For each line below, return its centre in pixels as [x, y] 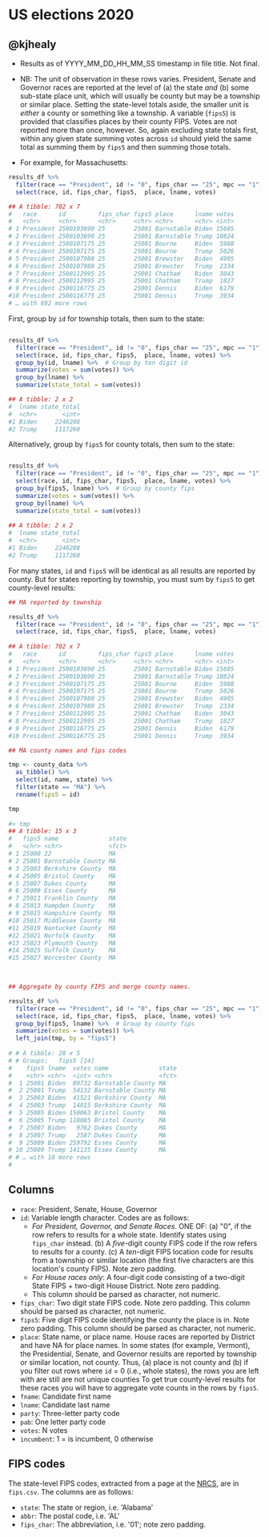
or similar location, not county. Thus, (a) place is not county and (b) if [134, 1362]
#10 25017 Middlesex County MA [62, 921]
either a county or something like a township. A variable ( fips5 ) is [128, 113]
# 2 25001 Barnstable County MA [62, 861]
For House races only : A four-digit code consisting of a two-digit [139, 1277]
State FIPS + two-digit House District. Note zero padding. [126, 1286]
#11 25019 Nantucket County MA [62, 928]
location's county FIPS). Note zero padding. [104, 1268]
